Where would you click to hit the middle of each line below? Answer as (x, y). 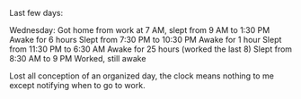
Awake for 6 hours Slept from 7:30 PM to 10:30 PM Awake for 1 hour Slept (146, 40)
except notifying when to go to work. (77, 85)
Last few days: (36, 13)
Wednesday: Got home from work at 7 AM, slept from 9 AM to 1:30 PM (140, 30)
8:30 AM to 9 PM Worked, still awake (78, 58)
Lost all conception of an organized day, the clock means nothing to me (142, 76)
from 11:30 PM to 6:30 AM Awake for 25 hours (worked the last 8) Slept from (151, 49)
